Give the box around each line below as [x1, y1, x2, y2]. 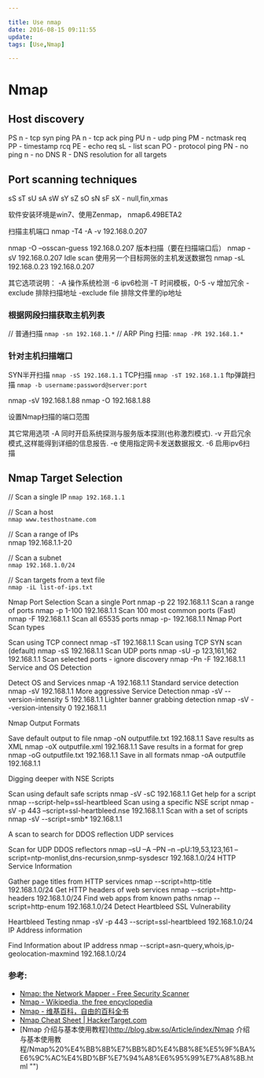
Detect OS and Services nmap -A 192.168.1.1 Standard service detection [8, 678, 240, 688]
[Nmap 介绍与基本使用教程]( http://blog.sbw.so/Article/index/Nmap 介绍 [19, 1024, 250, 1034]
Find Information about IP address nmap [8, 941, 138, 951]
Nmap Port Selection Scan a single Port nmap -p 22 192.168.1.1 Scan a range [8, 597, 255, 607]
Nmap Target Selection [8, 471, 123, 485]
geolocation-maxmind [8, 949, 80, 958]
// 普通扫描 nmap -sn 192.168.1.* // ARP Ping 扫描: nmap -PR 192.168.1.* [8, 329, 244, 338]
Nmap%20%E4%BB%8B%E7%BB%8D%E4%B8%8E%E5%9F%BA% [28, 1044, 256, 1054]
